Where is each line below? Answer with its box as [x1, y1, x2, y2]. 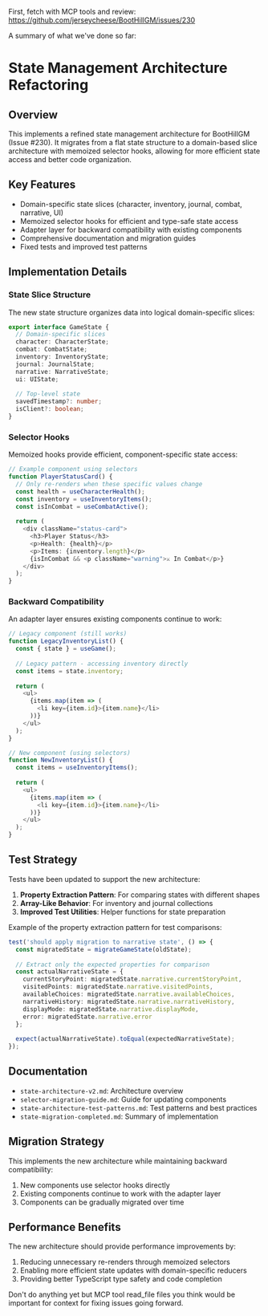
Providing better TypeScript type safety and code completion [19, 1274, 223, 1284]
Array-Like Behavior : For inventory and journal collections [19, 898, 213, 908]
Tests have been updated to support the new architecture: [8, 874, 201, 883]
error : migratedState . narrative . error [22, 1013, 152, 1021]
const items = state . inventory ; [15, 667, 124, 675]
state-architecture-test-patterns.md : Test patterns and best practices [19, 1103, 258, 1112]
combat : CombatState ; [15, 345, 88, 354]
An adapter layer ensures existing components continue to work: [8, 614, 222, 624]
